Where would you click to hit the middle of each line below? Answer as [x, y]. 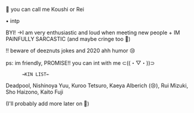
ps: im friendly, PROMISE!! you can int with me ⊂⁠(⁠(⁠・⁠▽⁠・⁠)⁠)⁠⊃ [80, 63]
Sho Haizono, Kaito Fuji [35, 92]
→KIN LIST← [35, 75]
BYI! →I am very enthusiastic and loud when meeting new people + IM [93, 32]
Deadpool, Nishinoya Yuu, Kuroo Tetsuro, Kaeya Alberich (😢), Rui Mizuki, [97, 85]
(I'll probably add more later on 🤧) [47, 103]
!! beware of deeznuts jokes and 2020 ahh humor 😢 [70, 50]
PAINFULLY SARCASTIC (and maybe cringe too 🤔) [68, 39]
